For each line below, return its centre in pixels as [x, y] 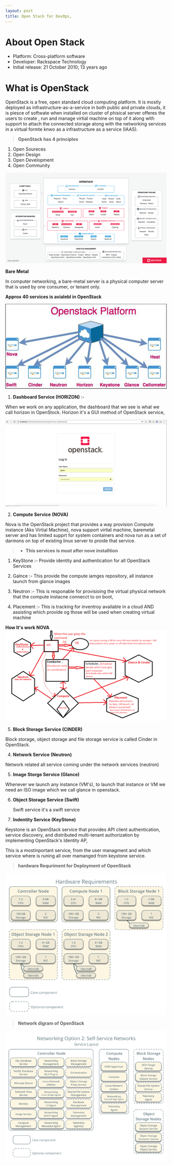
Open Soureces [29, 149]
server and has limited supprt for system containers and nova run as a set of [86, 535]
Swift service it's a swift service [46, 809]
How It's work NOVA [27, 628]
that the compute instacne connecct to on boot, [63, 597]
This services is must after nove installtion [72, 551]
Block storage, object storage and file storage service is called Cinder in [81, 739]
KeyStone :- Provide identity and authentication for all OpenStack [81, 560]
